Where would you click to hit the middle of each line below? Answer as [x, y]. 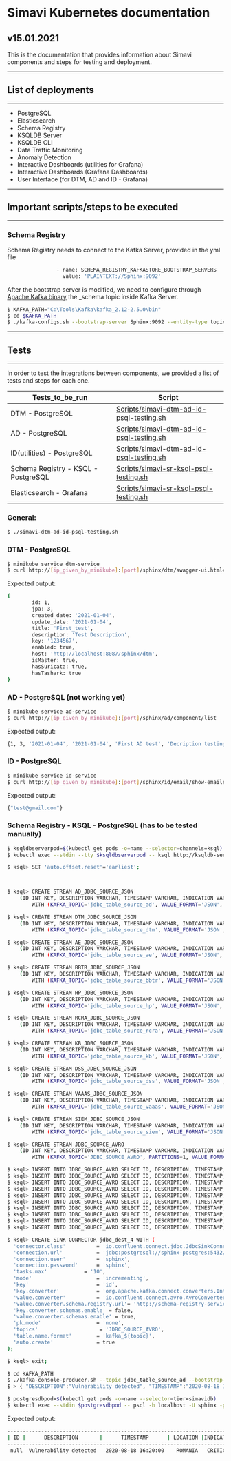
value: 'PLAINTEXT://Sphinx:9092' [112, 276]
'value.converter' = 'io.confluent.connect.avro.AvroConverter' [121, 1298]
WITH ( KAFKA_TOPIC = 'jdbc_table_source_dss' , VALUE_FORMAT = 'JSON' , [129, 1081]
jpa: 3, [43, 609]
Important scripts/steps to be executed [93, 207]
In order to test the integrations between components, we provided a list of [113, 373]
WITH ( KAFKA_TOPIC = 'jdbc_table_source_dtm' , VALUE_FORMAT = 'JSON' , [129, 930]
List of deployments [51, 90]
